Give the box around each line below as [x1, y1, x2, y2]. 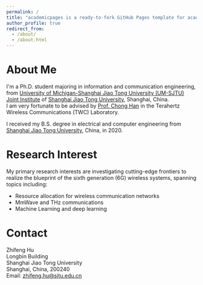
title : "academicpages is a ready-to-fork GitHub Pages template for [6, 14, 185, 21]
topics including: [6, 181, 48, 188]
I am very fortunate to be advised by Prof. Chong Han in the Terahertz [6, 102, 180, 109]
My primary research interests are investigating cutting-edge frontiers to [6, 167, 187, 175]
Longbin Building [6, 252, 48, 260]
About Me [6, 63, 57, 77]
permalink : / [6, 8, 39, 15]
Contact [6, 226, 48, 240]
